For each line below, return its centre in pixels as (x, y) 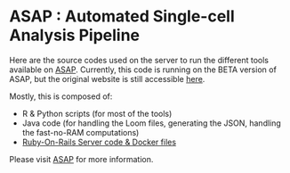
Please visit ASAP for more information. (81, 159)
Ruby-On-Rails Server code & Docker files (99, 142)
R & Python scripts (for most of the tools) (97, 113)
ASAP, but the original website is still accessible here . (107, 78)
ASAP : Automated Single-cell (122, 16)
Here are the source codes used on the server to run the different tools (139, 60)
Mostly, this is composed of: (61, 96)
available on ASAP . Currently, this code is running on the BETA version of (143, 70)
